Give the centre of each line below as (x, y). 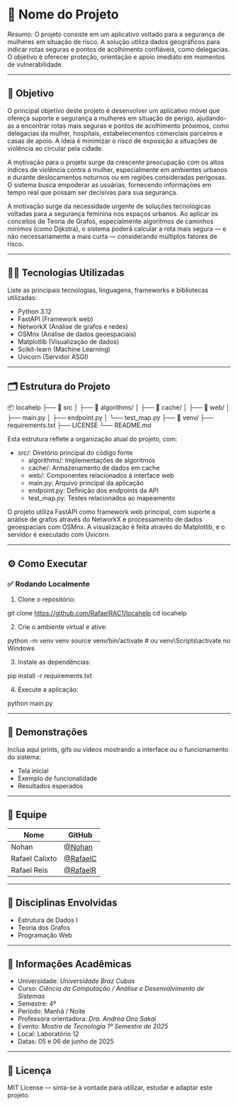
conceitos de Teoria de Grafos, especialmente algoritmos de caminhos (110, 221)
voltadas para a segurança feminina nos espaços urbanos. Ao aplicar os (113, 213)
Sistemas (31, 996)
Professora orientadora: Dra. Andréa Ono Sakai (87, 1019)
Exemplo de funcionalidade (57, 778)
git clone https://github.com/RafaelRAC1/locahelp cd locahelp (97, 613)
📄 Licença (29, 1070)
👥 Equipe (27, 815)
